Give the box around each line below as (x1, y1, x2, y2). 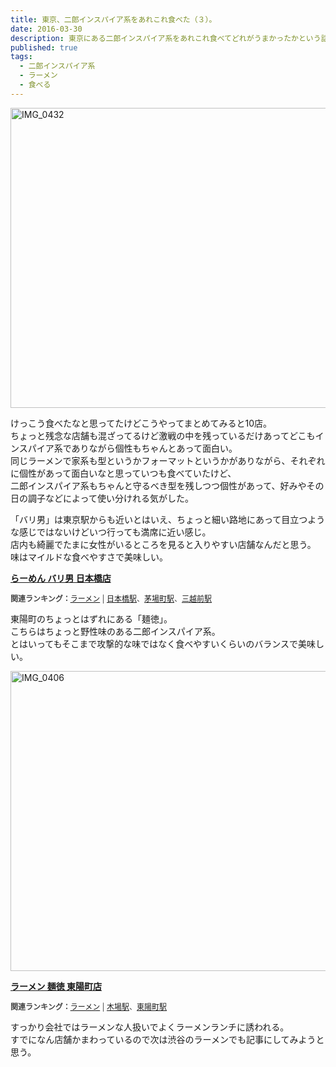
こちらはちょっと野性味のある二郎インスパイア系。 (10, 625, 221, 637)
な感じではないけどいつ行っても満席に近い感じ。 (10, 526, 212, 538)
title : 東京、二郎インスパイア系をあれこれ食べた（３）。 (10, 14, 217, 25)
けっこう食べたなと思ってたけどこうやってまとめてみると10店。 (10, 417, 273, 429)
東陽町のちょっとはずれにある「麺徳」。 (10, 612, 173, 625)
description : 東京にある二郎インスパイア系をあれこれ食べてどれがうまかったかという (10, 33, 322, 43)
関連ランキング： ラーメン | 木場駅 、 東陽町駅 (10, 1001, 167, 1012)
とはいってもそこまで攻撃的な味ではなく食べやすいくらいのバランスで (10, 637, 299, 650)
